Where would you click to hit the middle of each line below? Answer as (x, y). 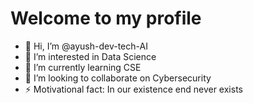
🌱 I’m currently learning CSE (83, 67)
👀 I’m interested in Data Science (90, 56)
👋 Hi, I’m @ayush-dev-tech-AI (86, 46)
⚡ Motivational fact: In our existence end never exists (133, 89)
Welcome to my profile (106, 18)
